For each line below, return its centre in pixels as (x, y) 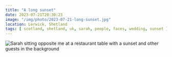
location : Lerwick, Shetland (36, 24)
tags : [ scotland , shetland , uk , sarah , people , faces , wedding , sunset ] (87, 29)
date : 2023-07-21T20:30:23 (34, 15)
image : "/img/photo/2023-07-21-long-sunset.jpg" (58, 19)
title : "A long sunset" (31, 10)
